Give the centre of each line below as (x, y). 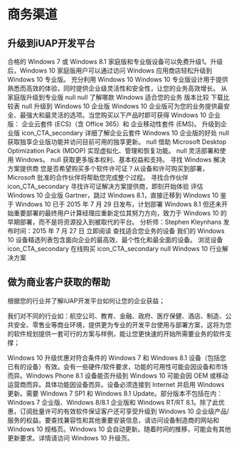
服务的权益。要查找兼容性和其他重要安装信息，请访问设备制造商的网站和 (113, 420)
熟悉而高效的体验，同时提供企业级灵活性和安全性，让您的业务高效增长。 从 (117, 88)
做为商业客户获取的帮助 (59, 282)
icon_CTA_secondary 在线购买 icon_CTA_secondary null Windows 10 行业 (115, 249)
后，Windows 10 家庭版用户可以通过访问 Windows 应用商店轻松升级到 (110, 71)
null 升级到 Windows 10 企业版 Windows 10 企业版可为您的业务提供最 (122, 106)
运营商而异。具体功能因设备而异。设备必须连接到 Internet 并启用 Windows (116, 384)
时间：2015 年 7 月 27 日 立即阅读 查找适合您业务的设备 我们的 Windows (119, 231)
